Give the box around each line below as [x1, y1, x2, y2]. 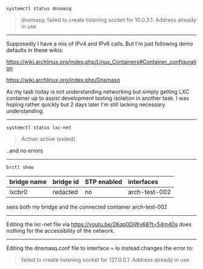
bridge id [52, 178, 79, 186]
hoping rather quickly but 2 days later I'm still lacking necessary [6, 101, 166, 108]
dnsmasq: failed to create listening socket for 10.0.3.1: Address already [21, 16, 196, 24]
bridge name [9, 178, 47, 186]
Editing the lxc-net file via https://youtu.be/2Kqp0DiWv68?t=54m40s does [6, 221, 192, 228]
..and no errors [6, 147, 43, 154]
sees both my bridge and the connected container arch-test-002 [6, 203, 167, 210]
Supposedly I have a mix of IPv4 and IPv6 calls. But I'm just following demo [6, 40, 193, 47]
